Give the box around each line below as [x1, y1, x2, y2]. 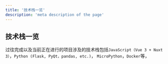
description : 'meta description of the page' [5, 12, 104, 17]
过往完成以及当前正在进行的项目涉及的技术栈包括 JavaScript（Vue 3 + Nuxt [5, 47, 163, 53]
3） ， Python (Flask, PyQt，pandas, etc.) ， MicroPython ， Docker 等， [5, 53, 150, 59]
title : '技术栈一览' [5, 7, 45, 13]
